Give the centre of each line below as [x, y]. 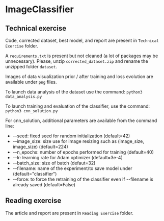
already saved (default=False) [44, 185]
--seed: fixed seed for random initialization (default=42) [71, 136]
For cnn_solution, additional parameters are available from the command [81, 120]
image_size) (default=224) [40, 147]
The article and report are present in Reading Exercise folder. [69, 213]
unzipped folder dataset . [31, 67]
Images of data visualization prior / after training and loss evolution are [79, 77]
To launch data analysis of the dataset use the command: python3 [74, 92]
